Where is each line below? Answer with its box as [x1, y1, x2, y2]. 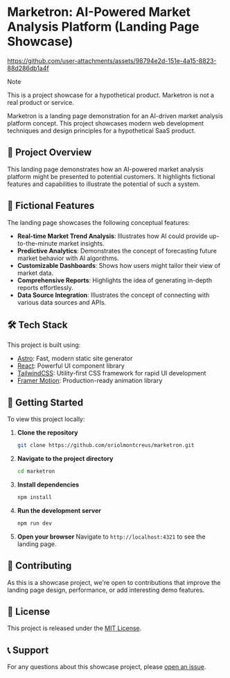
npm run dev [17, 520, 52, 527]
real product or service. [7, 98, 74, 106]
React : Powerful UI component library [17, 362, 125, 370]
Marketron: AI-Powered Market [7, 4, 191, 20]
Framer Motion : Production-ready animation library [17, 376, 163, 385]
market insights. [58, 239, 105, 247]
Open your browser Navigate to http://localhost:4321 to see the [17, 532, 206, 541]
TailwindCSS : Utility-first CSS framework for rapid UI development [17, 369, 206, 378]
